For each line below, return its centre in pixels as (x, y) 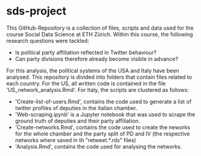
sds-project (36, 11)
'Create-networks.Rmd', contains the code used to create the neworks (103, 127)
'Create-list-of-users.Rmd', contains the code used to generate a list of (103, 102)
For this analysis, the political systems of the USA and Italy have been (93, 70)
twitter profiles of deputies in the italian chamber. (76, 108)
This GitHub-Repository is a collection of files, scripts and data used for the (100, 28)
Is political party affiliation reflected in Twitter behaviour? (86, 52)
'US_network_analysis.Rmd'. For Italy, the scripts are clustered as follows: (97, 89)
